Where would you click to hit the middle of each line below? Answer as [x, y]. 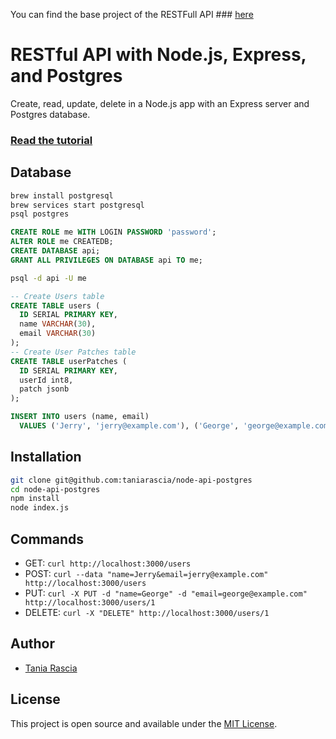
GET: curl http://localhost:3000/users [108, 563]
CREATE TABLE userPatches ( [69, 361]
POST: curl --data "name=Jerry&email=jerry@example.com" [146, 574]
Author [32, 644]
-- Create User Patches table [73, 352]
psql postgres [40, 214]
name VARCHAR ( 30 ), [58, 324]
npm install [35, 499]
